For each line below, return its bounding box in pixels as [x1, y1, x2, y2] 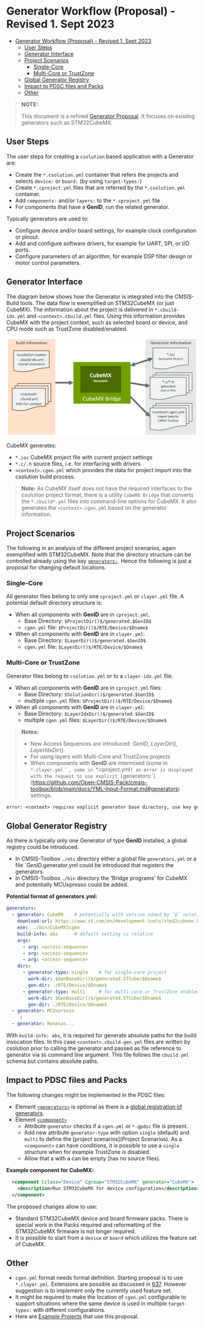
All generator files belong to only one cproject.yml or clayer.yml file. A [6, 593, 184, 600]
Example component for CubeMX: [6, 1166, 94, 1173]
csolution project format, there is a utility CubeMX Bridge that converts [21, 491, 194, 499]
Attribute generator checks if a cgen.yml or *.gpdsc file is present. [24, 1122, 188, 1130]
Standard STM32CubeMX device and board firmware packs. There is [15, 1214, 189, 1222]
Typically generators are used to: [6, 215, 89, 222]
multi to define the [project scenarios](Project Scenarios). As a [24, 1135, 182, 1142]
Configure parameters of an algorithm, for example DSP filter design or [15, 252, 193, 259]
